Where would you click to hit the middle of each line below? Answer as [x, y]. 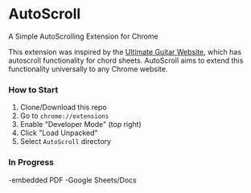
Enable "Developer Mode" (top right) [81, 125]
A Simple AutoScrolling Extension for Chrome [83, 36]
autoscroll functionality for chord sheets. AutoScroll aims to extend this [126, 60]
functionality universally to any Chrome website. [88, 68]
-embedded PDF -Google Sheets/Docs [72, 180]
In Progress [31, 162]
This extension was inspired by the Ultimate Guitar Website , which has [125, 51]
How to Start [33, 89]
